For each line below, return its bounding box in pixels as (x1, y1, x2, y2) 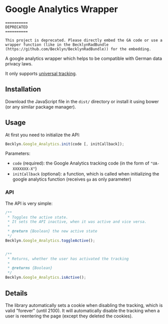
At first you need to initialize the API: (5, 132, 80, 138)
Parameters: (5, 150, 31, 156)
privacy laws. (5, 60, 33, 66)
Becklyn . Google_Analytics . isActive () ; (5, 275, 86, 280)
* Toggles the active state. (7, 215, 69, 220)
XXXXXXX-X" (12, 167, 36, 172)
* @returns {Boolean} (7, 266, 53, 271)
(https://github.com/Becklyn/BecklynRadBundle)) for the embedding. (5, 46, 151, 51)
